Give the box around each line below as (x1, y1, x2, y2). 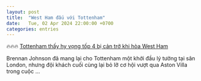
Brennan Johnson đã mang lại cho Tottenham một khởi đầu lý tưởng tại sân (6, 55, 195, 62)
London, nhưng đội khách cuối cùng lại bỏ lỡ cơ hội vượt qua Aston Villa (6, 62, 188, 69)
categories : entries (6, 26, 59, 32)
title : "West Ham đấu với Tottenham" (6, 15, 105, 21)
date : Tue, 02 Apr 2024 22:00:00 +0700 (6, 20, 114, 26)
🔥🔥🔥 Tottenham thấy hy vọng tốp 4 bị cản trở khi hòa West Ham (6, 43, 169, 50)
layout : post (6, 9, 40, 15)
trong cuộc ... (6, 68, 40, 75)
